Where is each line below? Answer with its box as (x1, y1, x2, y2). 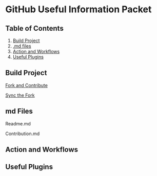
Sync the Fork (5, 92, 35, 98)
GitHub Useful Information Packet (5, 4, 152, 15)
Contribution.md (5, 130, 40, 137)
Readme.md (5, 120, 31, 126)
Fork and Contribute (5, 82, 48, 88)
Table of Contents (5, 24, 64, 33)
